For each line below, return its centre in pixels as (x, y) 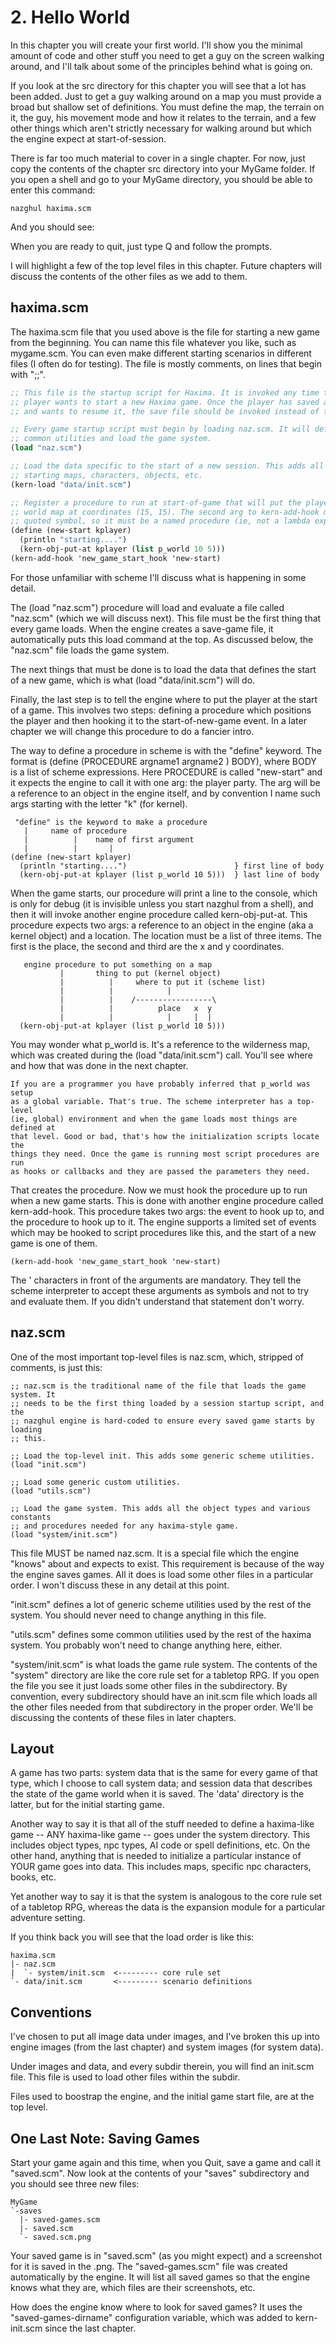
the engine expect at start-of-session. (88, 138)
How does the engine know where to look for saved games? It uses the (156, 2307)
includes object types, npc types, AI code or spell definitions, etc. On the (160, 1845)
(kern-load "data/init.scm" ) (71, 484)
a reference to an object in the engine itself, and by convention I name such (165, 793)
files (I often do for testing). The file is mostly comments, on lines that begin (166, 363)
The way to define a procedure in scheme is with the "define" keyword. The (166, 750)
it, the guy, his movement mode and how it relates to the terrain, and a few (163, 117)
